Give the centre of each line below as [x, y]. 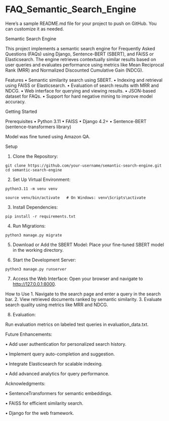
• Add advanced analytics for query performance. [57, 373]
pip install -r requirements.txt [40, 216]
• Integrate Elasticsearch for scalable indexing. [54, 364]
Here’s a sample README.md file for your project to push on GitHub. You [81, 23]
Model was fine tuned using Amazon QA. [48, 136]
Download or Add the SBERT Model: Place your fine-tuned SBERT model [88, 245]
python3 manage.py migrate [34, 235]
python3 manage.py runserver [36, 269]
